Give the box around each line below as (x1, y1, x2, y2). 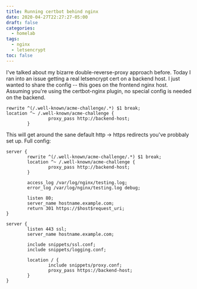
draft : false (6, 19, 38, 25)
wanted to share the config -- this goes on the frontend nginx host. (6, 81, 169, 88)
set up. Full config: (6, 137, 51, 144)
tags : (6, 36, 19, 42)
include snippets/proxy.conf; (48, 262, 122, 268)
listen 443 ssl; (27, 226, 67, 232)
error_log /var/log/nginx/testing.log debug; (27, 185, 141, 191)
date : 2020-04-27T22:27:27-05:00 (6, 14, 88, 20)
